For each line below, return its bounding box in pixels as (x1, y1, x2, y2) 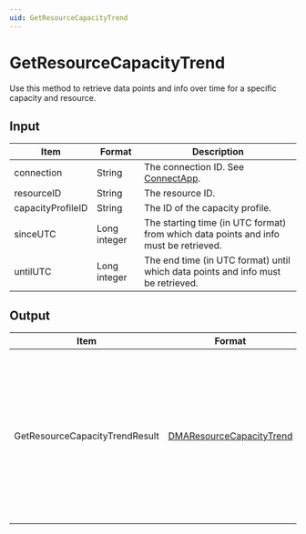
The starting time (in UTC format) (144, 217, 287, 229)
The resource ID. (144, 187, 216, 200)
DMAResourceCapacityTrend (168, 429, 293, 442)
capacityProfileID (14, 202, 88, 215)
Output (9, 307, 50, 323)
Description (192, 146, 244, 158)
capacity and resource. (9, 92, 97, 103)
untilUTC (14, 266, 52, 278)
